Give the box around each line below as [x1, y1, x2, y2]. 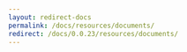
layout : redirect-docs [8, 12, 92, 22]
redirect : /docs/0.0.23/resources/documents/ [8, 29, 178, 38]
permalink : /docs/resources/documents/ [8, 21, 155, 30]
